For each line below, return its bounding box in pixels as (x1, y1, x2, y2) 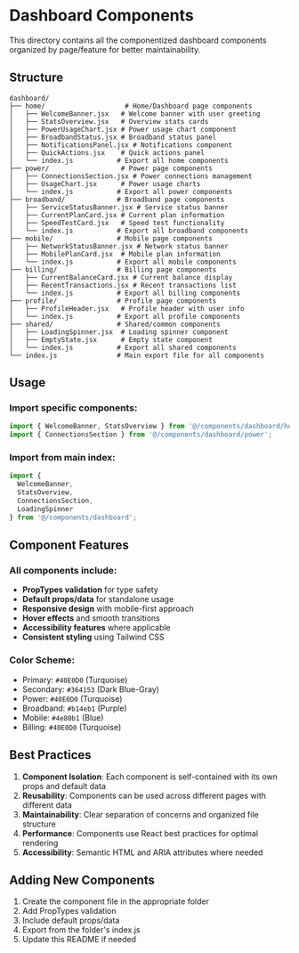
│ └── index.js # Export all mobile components (9, 257, 238, 266)
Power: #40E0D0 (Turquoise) (21, 693, 123, 704)
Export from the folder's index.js (21, 924, 141, 935)
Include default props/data (21, 915, 120, 926)
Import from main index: (9, 452, 116, 464)
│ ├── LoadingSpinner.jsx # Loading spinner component (9, 327, 229, 337)
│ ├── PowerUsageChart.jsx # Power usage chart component (9, 125, 238, 134)
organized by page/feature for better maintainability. (9, 44, 201, 54)
